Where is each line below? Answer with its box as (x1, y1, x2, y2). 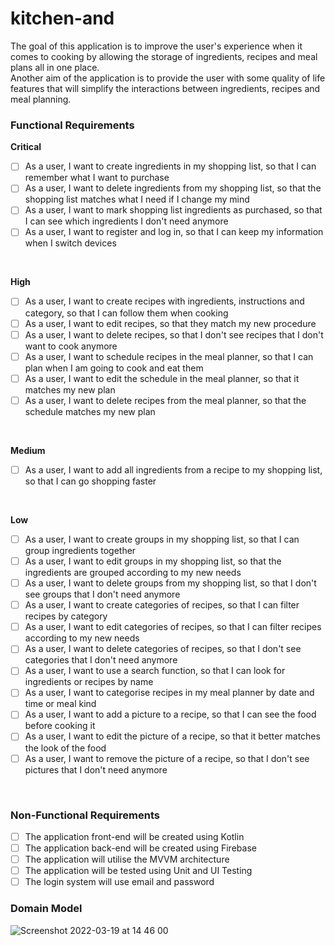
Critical (10, 141, 42, 153)
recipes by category (24, 610, 108, 622)
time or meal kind (24, 698, 97, 710)
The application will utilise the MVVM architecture (24, 853, 230, 866)
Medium (10, 444, 46, 456)
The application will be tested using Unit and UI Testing (24, 865, 253, 877)
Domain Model (10, 902, 83, 916)
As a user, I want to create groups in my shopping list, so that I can (24, 533, 300, 545)
